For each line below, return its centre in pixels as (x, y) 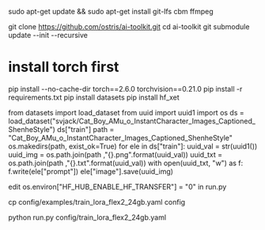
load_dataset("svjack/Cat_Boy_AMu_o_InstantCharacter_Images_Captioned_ (132, 121)
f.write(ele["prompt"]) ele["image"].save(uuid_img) (91, 171)
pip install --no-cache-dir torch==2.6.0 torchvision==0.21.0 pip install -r (125, 89)
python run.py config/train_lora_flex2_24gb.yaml (87, 217)
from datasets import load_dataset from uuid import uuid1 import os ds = (127, 112)
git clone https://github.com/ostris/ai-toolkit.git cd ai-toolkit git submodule (129, 26)
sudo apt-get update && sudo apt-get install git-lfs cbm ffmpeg (111, 11)
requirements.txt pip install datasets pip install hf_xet (94, 97)
